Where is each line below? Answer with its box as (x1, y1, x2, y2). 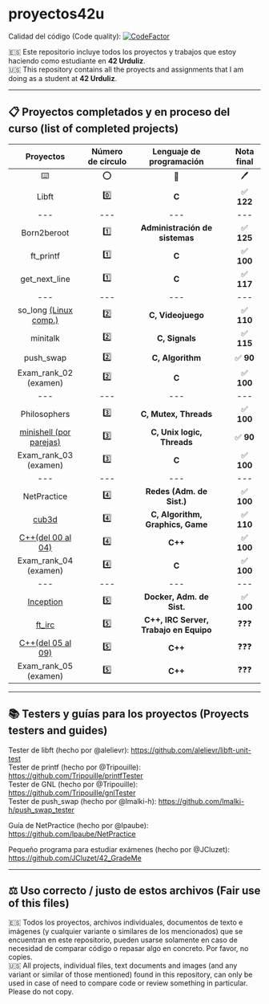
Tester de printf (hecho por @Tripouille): (8, 762, 142, 772)
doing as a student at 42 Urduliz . (8, 73, 118, 83)
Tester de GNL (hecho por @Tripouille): (8, 779, 139, 789)
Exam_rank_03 (17, 449, 74, 460)
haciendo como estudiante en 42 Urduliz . (8, 55, 146, 65)
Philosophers (20, 408, 70, 419)
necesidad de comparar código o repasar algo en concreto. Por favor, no (8, 944, 249, 953)
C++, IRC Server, (143, 614, 210, 625)
